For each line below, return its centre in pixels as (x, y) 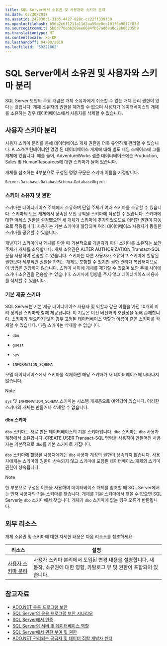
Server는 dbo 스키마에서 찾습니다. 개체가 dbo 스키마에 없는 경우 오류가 (73, 500)
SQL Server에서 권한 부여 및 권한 (44, 632)
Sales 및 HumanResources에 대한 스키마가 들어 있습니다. (61, 162)
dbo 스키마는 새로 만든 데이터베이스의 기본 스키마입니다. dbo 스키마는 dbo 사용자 (82, 432)
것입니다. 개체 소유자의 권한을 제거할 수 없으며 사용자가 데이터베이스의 (82, 107)
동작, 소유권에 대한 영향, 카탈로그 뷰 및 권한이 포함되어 (93, 567)
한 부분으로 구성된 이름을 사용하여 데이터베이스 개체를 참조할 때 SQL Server (79, 488)
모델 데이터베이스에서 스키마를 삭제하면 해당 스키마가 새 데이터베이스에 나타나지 (82, 374)
